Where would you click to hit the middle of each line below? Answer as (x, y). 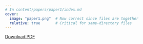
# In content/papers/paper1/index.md (43, 9)
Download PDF (20, 37)
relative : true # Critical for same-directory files (71, 23)
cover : (12, 14)
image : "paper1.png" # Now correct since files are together (74, 18)
